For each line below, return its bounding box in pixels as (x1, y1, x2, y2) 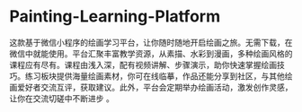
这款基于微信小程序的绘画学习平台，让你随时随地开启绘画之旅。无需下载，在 (9, 37, 293, 47)
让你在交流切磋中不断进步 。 (9, 92, 114, 104)
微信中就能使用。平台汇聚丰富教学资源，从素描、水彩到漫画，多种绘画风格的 (9, 47, 293, 59)
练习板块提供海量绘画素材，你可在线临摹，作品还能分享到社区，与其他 (24, 70, 285, 82)
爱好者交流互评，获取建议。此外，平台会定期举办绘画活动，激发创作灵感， (16, 82, 293, 92)
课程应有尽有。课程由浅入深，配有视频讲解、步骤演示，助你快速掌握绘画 (9, 59, 277, 70)
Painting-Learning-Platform (9, 6, 221, 27)
